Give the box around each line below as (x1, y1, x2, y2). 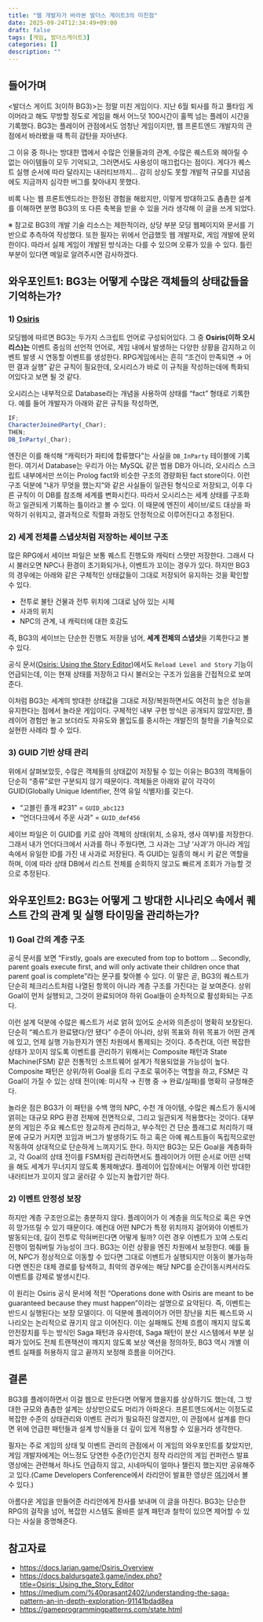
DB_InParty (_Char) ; (8, 436, 72, 444)
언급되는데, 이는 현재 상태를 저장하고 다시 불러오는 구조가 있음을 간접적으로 (8, 669, 237, 679)
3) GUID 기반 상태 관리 (8, 747, 89, 758)
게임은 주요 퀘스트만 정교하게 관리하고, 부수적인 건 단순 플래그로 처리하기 (22, 1122, 245, 1132)
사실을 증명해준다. (22, 1517, 78, 1526)
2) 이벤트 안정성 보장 (8, 1193, 82, 1204)
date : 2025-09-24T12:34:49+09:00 (8, 19, 118, 27)
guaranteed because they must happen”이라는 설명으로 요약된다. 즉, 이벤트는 (8, 1298, 251, 1308)
